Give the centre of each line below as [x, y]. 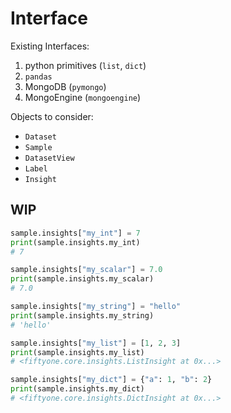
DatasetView [49, 158]
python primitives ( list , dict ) [85, 65]
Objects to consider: [52, 116]
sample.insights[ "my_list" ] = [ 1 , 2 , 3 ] [96, 343]
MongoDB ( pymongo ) [65, 86]
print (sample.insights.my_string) [82, 315]
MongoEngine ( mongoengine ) [83, 97]
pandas [38, 77]
